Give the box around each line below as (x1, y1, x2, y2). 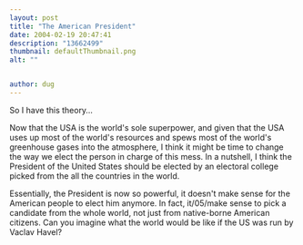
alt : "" (9, 55, 39, 64)
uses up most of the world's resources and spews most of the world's (9, 132, 272, 142)
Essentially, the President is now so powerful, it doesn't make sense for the (9, 188, 291, 199)
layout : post (9, 13, 59, 23)
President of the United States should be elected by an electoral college (9, 161, 279, 171)
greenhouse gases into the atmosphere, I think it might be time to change (9, 142, 284, 152)
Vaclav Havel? (9, 226, 63, 237)
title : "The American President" (9, 22, 136, 31)
